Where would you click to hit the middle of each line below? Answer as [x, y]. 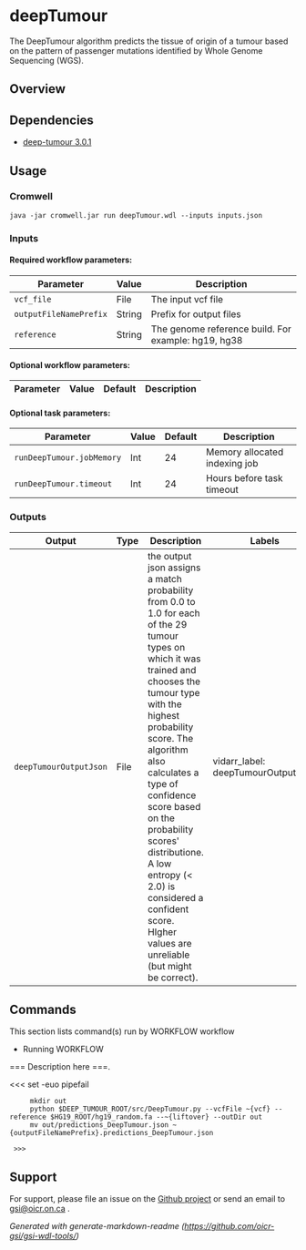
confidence [172, 795]
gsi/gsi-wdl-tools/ [43, 1236]
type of [163, 784]
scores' [163, 841]
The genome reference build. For [221, 329]
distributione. [176, 852]
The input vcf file [187, 299]
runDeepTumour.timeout [63, 484]
